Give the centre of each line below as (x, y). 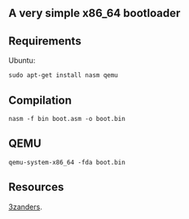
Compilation (40, 100)
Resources (36, 187)
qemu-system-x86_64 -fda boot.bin (67, 162)
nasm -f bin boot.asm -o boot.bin (67, 119)
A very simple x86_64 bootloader (94, 13)
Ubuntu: (22, 61)
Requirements (45, 41)
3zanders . (25, 207)
